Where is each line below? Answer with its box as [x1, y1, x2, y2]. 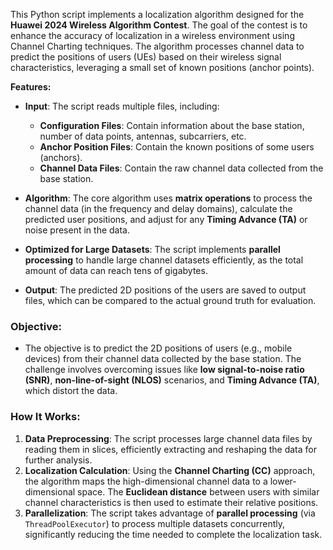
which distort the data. [24, 385, 118, 397]
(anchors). [39, 152, 83, 163]
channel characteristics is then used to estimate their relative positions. [24, 496, 319, 508]
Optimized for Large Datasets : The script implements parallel [24, 244, 281, 255]
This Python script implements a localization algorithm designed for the [10, 9, 305, 20]
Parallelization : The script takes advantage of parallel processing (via [24, 507, 316, 519]
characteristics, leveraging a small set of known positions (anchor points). [10, 62, 315, 73]
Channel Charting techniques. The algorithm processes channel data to [10, 40, 305, 52]
